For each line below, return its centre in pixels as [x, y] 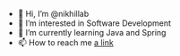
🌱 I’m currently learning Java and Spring [92, 32]
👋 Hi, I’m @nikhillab [53, 14]
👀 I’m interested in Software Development [94, 23]
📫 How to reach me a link [65, 43]
